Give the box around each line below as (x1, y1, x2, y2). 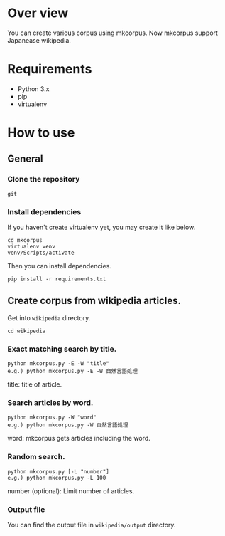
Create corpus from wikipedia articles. (7, 295, 181, 307)
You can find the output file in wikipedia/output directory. (7, 521, 176, 530)
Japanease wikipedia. (7, 36, 71, 44)
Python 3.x (17, 84, 50, 93)
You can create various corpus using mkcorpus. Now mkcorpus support (7, 28, 219, 37)
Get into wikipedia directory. (7, 313, 91, 322)
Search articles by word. (7, 398, 94, 408)
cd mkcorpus (7, 237, 43, 244)
